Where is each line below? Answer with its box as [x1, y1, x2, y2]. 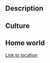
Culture [5, 21, 30, 30]
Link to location [5, 52, 38, 58]
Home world [5, 39, 45, 47]
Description [5, 4, 43, 13]
